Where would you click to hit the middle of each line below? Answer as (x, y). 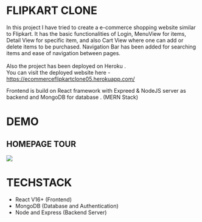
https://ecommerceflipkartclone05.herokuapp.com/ (71, 79)
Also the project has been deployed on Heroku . (66, 66)
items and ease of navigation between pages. (63, 53)
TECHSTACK (39, 183)
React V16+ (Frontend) (43, 199)
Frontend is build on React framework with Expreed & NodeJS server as (96, 90)
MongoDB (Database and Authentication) (67, 206)
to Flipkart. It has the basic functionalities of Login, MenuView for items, (96, 33)
